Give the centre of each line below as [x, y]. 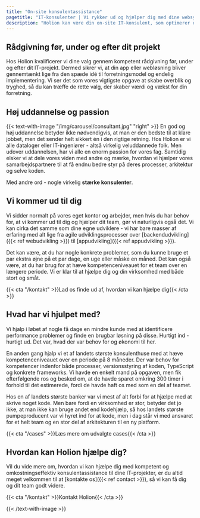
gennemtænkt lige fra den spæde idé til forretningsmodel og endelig [90, 74]
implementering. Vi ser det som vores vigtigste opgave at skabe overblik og [99, 81]
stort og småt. [23, 278]
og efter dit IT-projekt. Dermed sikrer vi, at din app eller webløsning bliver [96, 68]
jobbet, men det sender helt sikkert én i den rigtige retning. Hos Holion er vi [99, 139]
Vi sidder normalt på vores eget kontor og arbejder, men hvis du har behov [98, 215]
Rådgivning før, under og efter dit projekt [83, 47]
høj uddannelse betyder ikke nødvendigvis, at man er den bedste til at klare [99, 133]
